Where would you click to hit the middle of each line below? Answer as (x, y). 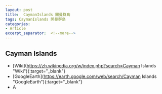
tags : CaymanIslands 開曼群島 (35, 19)
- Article (16, 29)
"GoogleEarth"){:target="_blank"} (47, 81)
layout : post (19, 10)
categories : (18, 24)
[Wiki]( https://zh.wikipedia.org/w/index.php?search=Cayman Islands (84, 65)
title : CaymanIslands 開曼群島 (38, 15)
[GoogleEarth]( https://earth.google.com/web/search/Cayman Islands (85, 76)
